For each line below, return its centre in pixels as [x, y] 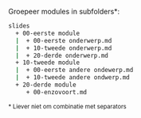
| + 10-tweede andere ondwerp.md [72, 78]
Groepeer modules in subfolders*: [64, 11]
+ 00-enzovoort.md [57, 92]
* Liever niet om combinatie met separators [67, 106]
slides [19, 26]
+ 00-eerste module [48, 33]
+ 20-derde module [46, 85]
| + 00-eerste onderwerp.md [64, 40]
